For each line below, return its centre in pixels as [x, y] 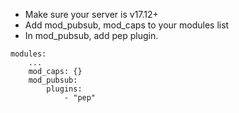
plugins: [64, 89]
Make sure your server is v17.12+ [91, 14]
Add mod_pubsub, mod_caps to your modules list [127, 25]
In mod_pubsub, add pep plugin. [91, 35]
